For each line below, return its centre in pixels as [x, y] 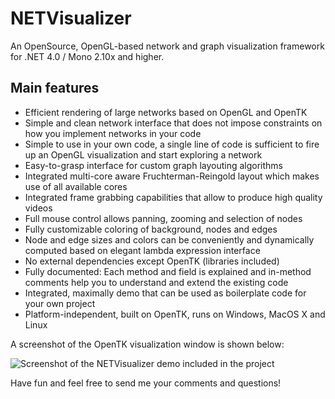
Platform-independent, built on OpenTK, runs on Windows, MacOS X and [175, 314]
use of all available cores [76, 186]
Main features [55, 88]
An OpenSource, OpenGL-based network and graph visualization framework [167, 46]
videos [38, 208]
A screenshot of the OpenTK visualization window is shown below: [147, 344]
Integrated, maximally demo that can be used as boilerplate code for [165, 293]
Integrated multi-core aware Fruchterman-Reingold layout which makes [172, 176]
